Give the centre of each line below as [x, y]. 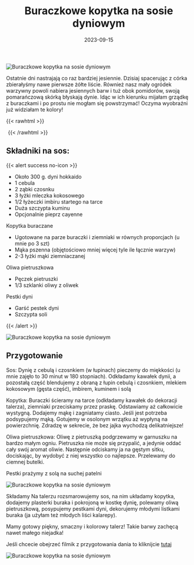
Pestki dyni [20, 296]
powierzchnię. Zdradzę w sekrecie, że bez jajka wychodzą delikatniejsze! [95, 425]
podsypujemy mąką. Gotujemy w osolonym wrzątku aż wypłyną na [87, 419]
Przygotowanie [34, 356]
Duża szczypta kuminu [42, 208]
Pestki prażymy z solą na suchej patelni [54, 473]
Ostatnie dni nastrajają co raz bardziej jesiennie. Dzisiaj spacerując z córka [97, 78]
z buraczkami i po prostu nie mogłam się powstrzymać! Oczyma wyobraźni [97, 103]
